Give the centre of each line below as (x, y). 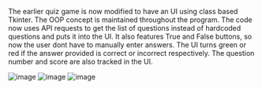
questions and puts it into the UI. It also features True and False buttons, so (130, 36)
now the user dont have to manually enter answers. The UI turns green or (127, 45)
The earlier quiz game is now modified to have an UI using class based (123, 11)
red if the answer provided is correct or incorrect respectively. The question (131, 53)
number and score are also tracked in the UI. (80, 61)
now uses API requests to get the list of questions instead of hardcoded (125, 28)
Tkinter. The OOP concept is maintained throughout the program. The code (130, 20)
